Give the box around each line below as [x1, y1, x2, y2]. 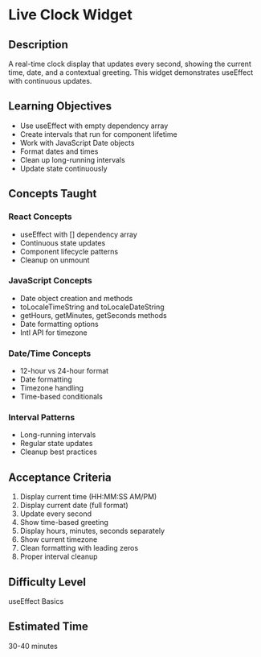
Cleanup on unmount [19, 255, 90, 265]
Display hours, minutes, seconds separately [19, 526, 165, 536]
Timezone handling [19, 383, 84, 393]
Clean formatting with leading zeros [19, 543, 139, 553]
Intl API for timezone [19, 328, 88, 337]
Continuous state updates [19, 238, 106, 247]
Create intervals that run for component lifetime [19, 129, 178, 138]
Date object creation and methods [19, 293, 133, 303]
